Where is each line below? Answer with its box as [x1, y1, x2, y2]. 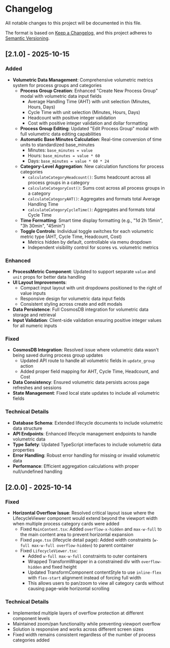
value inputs [20, 290, 46, 296]
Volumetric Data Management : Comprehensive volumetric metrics [12, 77, 153, 83]
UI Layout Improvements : [12, 279, 67, 285]
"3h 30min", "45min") [20, 222, 65, 229]
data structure [12, 425, 43, 431]
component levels [12, 615, 50, 621]
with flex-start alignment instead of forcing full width [27, 575, 142, 581]
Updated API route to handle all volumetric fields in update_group [20, 358, 155, 364]
